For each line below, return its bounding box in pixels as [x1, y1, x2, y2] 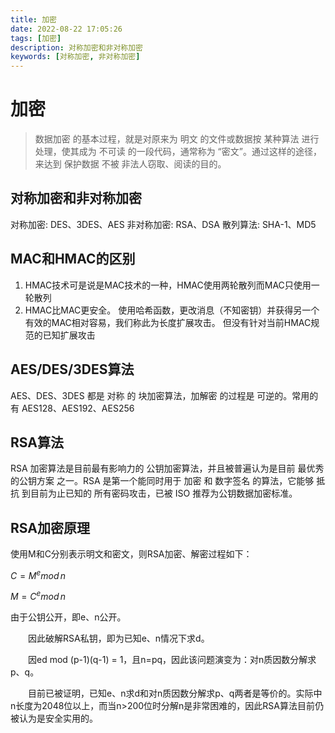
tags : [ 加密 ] [10, 33, 62, 43]
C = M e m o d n [10, 568, 67, 581]
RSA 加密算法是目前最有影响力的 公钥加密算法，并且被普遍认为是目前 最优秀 [10, 462, 325, 475]
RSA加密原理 [10, 519, 90, 536]
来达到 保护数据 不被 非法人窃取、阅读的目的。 [34, 158, 227, 170]
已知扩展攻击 [42, 329, 96, 341]
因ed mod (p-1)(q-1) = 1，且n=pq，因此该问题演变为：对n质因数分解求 [27, 654, 317, 666]
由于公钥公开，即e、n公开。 [10, 611, 127, 623]
